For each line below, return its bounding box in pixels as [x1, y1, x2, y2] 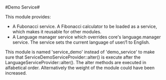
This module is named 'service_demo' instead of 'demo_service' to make [5, 49, 155, 55]
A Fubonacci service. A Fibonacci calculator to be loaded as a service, [12, 23, 157, 29]
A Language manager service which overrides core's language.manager [12, 34, 161, 40]
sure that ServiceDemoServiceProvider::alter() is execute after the [5, 54, 141, 60]
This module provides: [5, 14, 51, 19]
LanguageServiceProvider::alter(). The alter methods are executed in [5, 60, 147, 65]
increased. [5, 70, 27, 76]
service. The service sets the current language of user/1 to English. [12, 39, 151, 45]
